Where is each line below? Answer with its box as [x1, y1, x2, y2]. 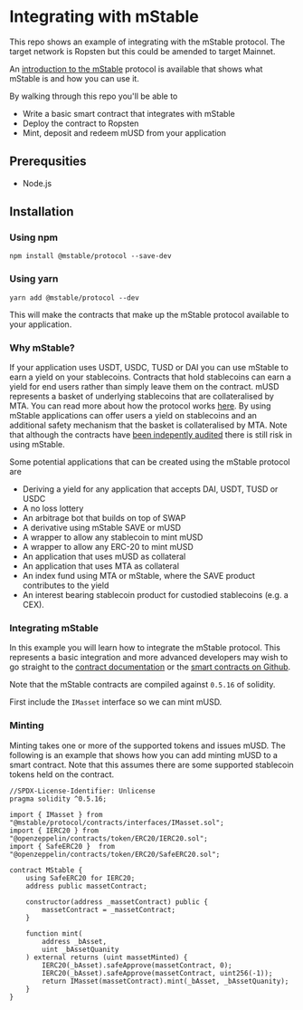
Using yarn [9, 273, 59, 285]
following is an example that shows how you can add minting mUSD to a [9, 749, 279, 760]
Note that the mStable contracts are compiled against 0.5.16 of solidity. [9, 679, 276, 690]
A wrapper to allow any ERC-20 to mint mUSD [22, 542, 194, 553]
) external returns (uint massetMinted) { [25, 953, 188, 962]
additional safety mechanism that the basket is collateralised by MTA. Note [9, 419, 288, 431]
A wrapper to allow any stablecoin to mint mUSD [22, 532, 204, 543]
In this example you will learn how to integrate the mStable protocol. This [9, 642, 280, 653]
